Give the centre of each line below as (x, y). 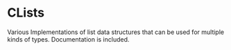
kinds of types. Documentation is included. (68, 39)
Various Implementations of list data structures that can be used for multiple (115, 32)
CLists (26, 13)
